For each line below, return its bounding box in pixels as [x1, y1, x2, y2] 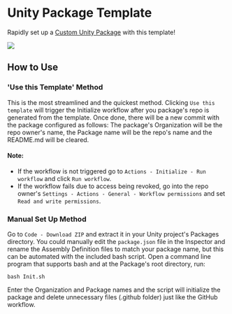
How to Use [7, 62, 59, 73]
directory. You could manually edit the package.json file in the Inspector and [7, 238, 226, 246]
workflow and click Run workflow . [17, 174, 112, 183]
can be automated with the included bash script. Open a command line [7, 252, 211, 261]
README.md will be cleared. [7, 135, 89, 144]
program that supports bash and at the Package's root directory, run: [7, 260, 206, 269]
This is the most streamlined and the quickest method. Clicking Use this [7, 98, 215, 106]
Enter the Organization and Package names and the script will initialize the [7, 285, 221, 294]
